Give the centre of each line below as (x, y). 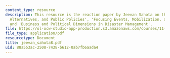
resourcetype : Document (30, 38)
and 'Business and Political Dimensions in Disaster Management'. (81, 24)
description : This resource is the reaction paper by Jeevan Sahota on (82, 15)
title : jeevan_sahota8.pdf (34, 43)
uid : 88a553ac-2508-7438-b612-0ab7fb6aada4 (52, 47)
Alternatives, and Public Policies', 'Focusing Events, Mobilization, (86, 19)
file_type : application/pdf (35, 33)
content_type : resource (30, 10)
